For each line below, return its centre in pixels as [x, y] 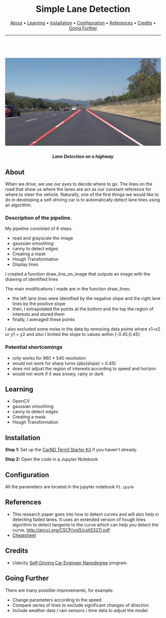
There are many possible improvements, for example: [59, 590]
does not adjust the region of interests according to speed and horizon [84, 368]
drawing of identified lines [32, 279]
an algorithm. [19, 205]
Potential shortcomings [34, 347]
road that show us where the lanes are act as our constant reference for [78, 190]
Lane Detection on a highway [83, 156]
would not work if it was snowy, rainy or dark [58, 374]
